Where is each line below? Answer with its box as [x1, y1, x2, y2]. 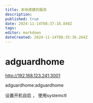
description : [5, 12, 32, 17]
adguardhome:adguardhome [5, 82, 64, 88]
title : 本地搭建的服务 [5, 7, 47, 12]
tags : [5, 26, 16, 31]
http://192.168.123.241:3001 [5, 72, 61, 78]
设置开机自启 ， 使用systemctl [5, 92, 67, 98]
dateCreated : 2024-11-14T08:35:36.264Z [5, 35, 88, 40]
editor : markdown [5, 30, 41, 35]
